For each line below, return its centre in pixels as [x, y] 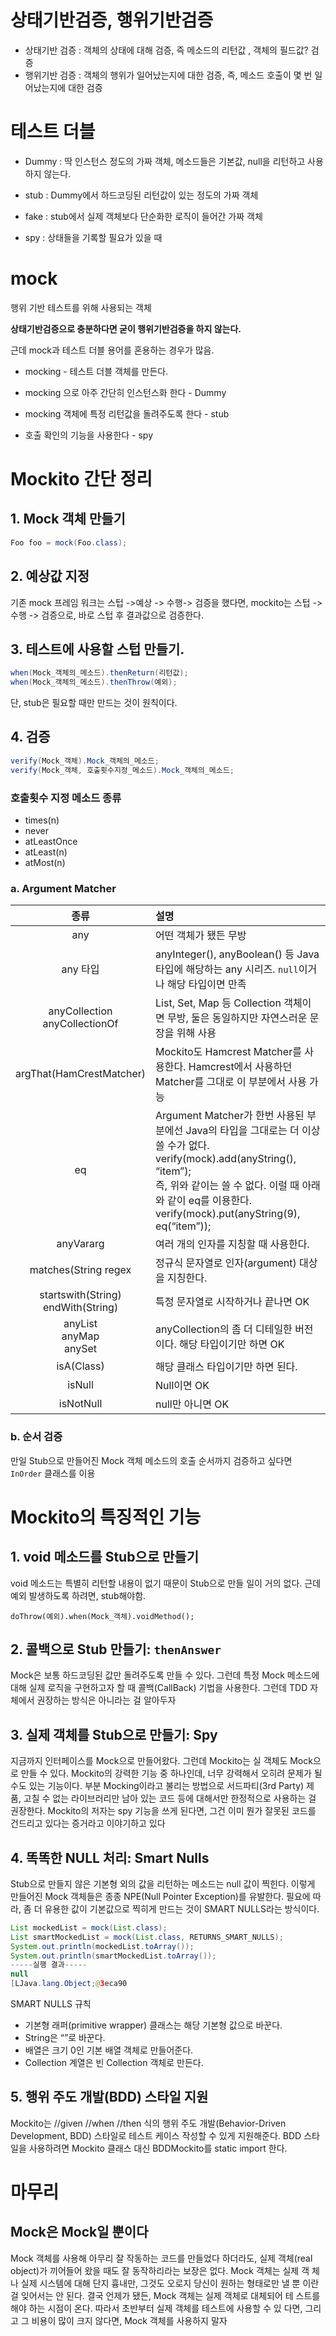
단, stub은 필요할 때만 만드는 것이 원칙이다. [94, 703]
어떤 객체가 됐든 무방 [201, 936]
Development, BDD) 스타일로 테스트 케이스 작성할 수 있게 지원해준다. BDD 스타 [165, 2135]
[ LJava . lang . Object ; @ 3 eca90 [69, 1984]
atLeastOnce [51, 841]
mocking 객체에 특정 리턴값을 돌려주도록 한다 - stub [127, 413]
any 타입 [80, 969]
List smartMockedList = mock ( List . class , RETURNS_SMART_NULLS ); [147, 1937]
